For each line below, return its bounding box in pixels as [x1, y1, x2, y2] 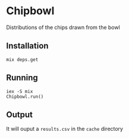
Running [6, 73, 39, 83]
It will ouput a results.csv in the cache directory [6, 126, 124, 133]
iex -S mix [6, 88, 33, 94]
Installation [6, 41, 49, 51]
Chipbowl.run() [6, 94, 44, 100]
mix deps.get [6, 56, 39, 63]
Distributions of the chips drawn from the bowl [6, 24, 120, 31]
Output [6, 110, 33, 120]
